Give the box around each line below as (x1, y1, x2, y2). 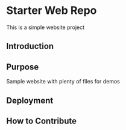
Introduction (6, 41, 54, 51)
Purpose (6, 62, 39, 72)
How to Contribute (6, 115, 77, 126)
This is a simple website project (6, 24, 85, 31)
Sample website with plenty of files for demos (6, 78, 121, 85)
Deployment (6, 95, 54, 106)
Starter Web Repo (6, 4, 97, 18)
